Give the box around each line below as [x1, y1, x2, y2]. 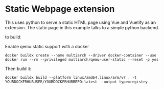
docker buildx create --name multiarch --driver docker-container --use [5, 53, 157, 58]
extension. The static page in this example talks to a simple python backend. [5, 24, 159, 30]
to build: [5, 34, 22, 40]
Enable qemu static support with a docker [5, 43, 90, 49]
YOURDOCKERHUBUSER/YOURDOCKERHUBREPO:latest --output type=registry [5, 79, 148, 84]
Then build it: [5, 66, 32, 71]
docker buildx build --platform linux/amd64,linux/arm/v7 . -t [5, 75, 137, 80]
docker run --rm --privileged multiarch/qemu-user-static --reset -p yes [5, 57, 159, 62]
